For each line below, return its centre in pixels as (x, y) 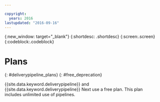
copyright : (16, 14)
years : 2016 (21, 18)
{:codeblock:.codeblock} (29, 42)
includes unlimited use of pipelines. (40, 95)
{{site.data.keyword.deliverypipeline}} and (47, 84)
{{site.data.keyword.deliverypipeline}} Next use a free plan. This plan (74, 89)
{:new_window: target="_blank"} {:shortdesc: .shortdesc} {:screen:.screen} (80, 36)
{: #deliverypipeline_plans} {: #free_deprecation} (53, 75)
